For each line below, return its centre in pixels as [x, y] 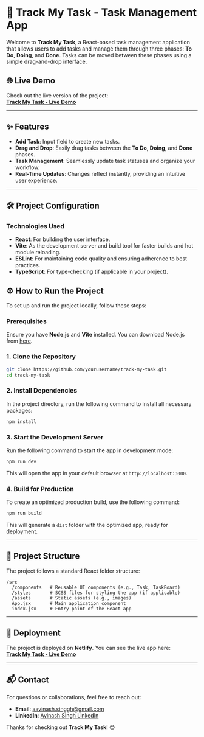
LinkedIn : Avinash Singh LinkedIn [57, 716]
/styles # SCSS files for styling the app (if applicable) [96, 593]
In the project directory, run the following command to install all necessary [99, 403]
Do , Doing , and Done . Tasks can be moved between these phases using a [99, 55]
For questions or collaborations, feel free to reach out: [74, 697]
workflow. [27, 167]
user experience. [36, 180]
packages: [19, 410]
